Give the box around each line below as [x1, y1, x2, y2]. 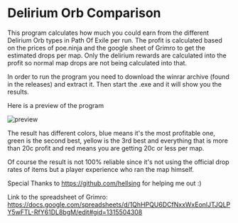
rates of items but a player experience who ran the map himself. [7, 165, 194, 173]
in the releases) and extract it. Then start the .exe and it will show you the [7, 80, 222, 88]
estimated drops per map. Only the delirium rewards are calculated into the [7, 51, 227, 60]
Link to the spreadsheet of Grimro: [7, 192, 108, 201]
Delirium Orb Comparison [7, 5, 161, 21]
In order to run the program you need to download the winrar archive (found [7, 72, 229, 81]
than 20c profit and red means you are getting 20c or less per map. [7, 143, 205, 152]
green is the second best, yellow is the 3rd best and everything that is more [7, 136, 229, 145]
